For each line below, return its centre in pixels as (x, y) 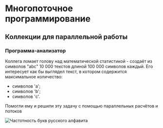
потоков (13, 111)
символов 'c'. (26, 96)
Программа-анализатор (36, 51)
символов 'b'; (26, 91)
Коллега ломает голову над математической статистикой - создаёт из (79, 61)
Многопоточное (39, 9)
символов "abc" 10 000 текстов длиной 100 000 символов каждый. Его (79, 66)
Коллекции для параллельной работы (66, 37)
